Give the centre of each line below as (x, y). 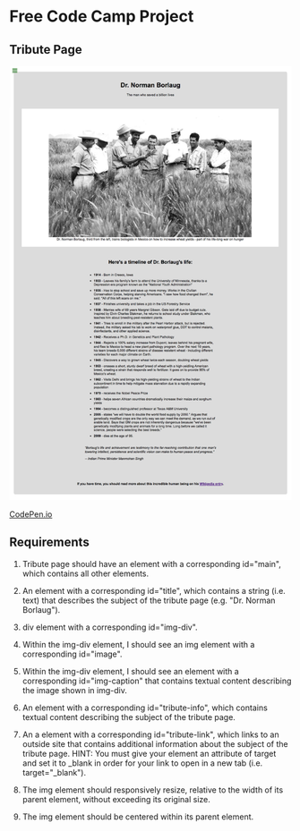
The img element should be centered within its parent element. (138, 817)
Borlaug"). (41, 609)
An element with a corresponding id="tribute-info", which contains (145, 708)
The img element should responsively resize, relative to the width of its (153, 790)
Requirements (49, 543)
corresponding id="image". (72, 654)
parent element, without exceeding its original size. (116, 799)
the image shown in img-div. (74, 690)
